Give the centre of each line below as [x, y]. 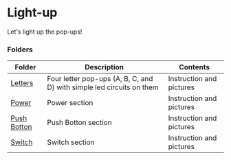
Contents [194, 67]
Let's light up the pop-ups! [45, 32]
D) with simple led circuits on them [103, 87]
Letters [22, 83]
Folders [20, 49]
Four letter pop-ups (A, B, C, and [100, 79]
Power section [70, 103]
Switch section [71, 142]
